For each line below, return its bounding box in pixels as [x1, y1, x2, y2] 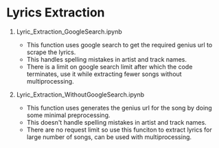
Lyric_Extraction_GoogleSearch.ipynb [16, 27, 123, 36]
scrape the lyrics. [26, 48, 76, 56]
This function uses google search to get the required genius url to [26, 40, 213, 49]
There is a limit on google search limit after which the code [26, 62, 193, 71]
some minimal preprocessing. [26, 111, 111, 119]
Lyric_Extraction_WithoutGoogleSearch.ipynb [16, 90, 145, 99]
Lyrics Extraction [6, 5, 105, 21]
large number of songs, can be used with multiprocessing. [26, 132, 192, 141]
